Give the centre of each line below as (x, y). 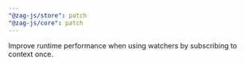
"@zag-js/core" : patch (46, 23)
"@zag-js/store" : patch (48, 15)
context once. (31, 54)
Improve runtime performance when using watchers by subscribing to (122, 45)
